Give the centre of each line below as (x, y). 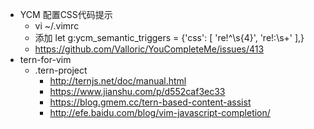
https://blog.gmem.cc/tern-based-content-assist (150, 102)
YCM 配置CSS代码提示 (66, 14)
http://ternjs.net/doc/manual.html (118, 81)
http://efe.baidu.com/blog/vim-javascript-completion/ (160, 112)
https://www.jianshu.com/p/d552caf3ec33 (137, 91)
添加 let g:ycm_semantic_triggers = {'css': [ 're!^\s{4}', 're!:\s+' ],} (169, 37)
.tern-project (61, 70)
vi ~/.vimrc (57, 26)
